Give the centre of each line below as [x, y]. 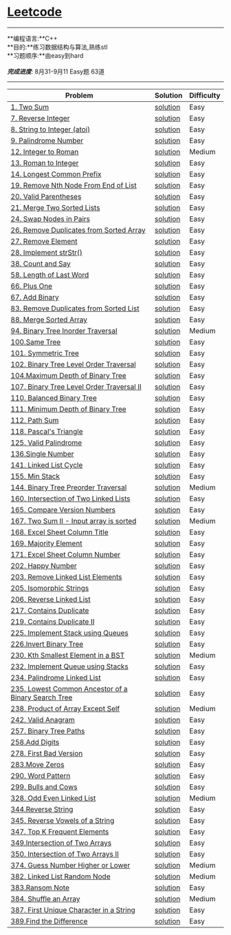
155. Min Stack [35, 476]
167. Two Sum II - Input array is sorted [74, 521]
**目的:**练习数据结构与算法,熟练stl [57, 47]
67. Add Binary [35, 297]
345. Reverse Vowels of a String [63, 820]
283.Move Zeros [37, 764]
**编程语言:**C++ [32, 38]
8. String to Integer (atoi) [51, 129]
